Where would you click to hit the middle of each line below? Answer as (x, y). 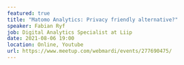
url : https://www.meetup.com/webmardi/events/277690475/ (90, 51)
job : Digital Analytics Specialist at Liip (70, 32)
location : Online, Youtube (45, 45)
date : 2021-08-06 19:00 (41, 39)
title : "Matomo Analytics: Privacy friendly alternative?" (93, 20)
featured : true (29, 13)
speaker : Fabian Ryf (36, 26)
